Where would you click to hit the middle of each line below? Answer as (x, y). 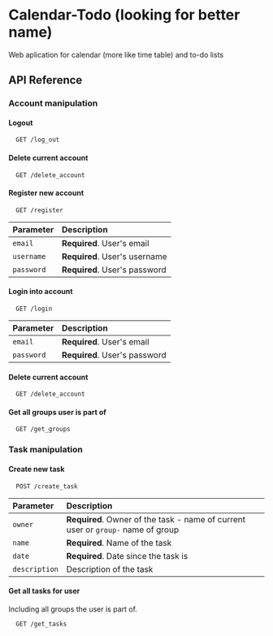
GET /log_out (38, 140)
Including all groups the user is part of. (73, 609)
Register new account (46, 193)
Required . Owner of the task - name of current (156, 519)
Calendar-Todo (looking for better (124, 15)
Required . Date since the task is (127, 556)
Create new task (37, 469)
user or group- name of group (123, 530)
